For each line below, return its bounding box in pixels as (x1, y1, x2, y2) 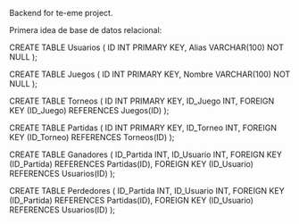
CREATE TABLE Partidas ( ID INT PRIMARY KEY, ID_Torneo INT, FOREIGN (9, 122, 278, 133)
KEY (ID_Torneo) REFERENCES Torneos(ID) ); (9, 132, 175, 142)
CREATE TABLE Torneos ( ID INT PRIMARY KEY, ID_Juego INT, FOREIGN (9, 95, 275, 106)
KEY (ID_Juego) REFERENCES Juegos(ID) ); (9, 105, 170, 115)
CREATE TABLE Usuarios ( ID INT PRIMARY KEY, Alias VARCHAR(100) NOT (9, 42, 284, 53)
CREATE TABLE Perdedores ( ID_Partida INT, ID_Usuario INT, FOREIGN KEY (9, 186, 285, 195)
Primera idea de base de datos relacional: (9, 25, 162, 35)
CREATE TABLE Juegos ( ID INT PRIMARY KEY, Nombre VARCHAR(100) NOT (9, 69, 291, 79)
